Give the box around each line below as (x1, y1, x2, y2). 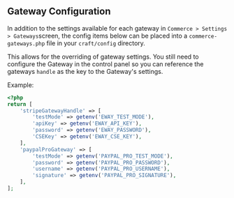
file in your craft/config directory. (46, 38, 145, 47)
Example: (7, 80, 34, 89)
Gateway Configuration (7, 6, 111, 17)
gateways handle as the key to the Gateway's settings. (7, 67, 163, 75)
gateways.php (7, 40, 45, 47)
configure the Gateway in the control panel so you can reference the (7, 59, 204, 68)
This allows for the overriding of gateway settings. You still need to (7, 52, 199, 61)
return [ (7, 100, 33, 107)
